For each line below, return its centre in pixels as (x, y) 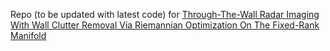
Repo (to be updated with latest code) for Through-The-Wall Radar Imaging (165, 14)
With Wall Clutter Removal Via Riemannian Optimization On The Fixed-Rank (165, 25)
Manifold (28, 35)
